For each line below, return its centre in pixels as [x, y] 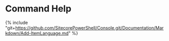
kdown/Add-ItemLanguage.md [37, 33]
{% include [17, 22]
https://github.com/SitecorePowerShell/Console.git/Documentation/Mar [89, 27]
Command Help [38, 9]
